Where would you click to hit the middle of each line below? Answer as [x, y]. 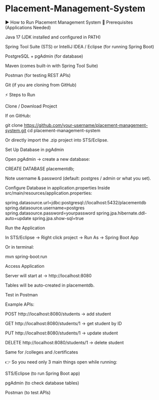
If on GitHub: [18, 115]
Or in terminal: [20, 247]
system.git [16, 130]
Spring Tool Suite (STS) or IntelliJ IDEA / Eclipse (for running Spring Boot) [80, 46]
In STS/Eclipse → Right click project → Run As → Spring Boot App [72, 237]
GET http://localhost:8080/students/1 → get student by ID [63, 323]
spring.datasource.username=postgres [45, 208]
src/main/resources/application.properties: [49, 193]
